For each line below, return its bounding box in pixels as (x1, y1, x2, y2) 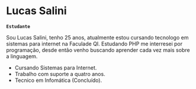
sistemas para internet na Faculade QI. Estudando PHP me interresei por (6, 40, 182, 47)
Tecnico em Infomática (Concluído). (14, 77, 102, 84)
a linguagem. (6, 52, 38, 60)
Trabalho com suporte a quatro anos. (14, 70, 105, 77)
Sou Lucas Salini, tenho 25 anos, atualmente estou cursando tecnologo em (6, 34, 189, 41)
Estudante (6, 24, 31, 29)
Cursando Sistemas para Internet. (14, 64, 97, 71)
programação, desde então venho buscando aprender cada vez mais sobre (6, 46, 191, 54)
